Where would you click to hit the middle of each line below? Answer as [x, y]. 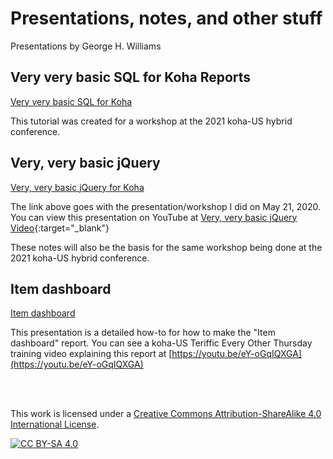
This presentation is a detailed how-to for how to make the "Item [143, 333]
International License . [55, 424]
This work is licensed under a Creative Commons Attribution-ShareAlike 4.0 [166, 414]
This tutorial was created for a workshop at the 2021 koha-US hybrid [151, 121]
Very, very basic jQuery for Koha [77, 187]
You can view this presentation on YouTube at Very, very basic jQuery [154, 217]
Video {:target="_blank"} [60, 228]
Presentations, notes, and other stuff [166, 18]
